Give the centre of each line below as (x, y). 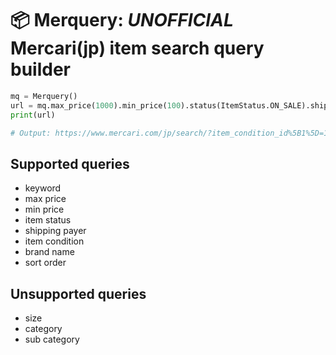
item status (48, 220)
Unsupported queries (78, 293)
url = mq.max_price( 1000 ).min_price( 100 (96, 105)
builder (40, 69)
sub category (52, 339)
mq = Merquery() (44, 96)
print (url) (33, 115)
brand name (49, 252)
